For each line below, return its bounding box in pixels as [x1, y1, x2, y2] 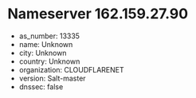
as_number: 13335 [18, 31, 80, 41]
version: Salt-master [18, 73, 86, 83]
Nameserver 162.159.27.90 [7, 5, 189, 23]
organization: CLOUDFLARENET [18, 65, 124, 74]
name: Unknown [18, 39, 73, 49]
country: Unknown [18, 57, 80, 66]
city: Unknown [18, 48, 67, 57]
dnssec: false [18, 81, 64, 92]
